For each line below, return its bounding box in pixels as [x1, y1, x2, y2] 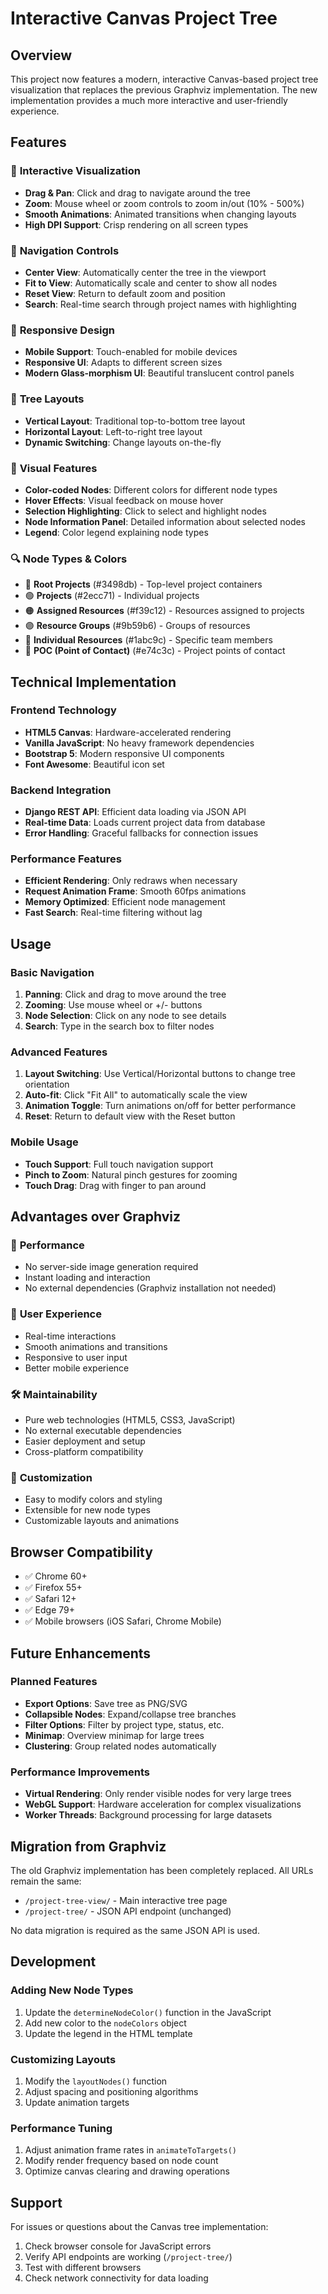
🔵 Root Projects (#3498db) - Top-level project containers [24, 578, 263, 591]
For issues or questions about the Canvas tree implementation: [10, 2221, 269, 2233]
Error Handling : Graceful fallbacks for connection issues [24, 827, 259, 839]
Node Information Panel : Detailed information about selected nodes [24, 515, 307, 527]
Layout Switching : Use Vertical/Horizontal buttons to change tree [24, 1068, 296, 1080]
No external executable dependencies [24, 1425, 182, 1437]
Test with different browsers [24, 2262, 142, 2274]
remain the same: [10, 1875, 82, 1887]
